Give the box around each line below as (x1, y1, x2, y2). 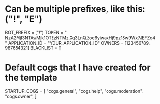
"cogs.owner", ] (5, 93, 36, 99)
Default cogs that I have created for (5, 62, 151, 73)
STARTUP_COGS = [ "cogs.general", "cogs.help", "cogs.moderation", (5, 88, 143, 94)
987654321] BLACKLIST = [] (5, 45, 62, 51)
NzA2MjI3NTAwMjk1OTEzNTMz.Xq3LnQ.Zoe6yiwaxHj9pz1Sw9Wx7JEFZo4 (5, 35, 156, 41)
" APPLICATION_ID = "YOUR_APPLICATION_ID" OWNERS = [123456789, (5, 40, 150, 45)
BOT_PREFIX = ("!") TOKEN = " (5, 30, 67, 35)
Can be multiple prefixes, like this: (5, 3, 146, 15)
